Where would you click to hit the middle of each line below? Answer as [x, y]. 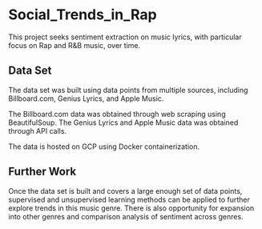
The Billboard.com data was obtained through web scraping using [117, 114]
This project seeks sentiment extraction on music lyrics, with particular [125, 37]
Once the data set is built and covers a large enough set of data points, [125, 191]
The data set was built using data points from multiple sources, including [128, 90]
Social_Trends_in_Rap [83, 15]
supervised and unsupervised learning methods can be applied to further [129, 199]
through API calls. [37, 131]
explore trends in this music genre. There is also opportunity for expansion [131, 208]
